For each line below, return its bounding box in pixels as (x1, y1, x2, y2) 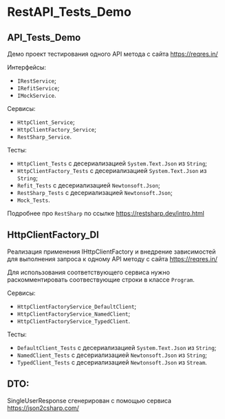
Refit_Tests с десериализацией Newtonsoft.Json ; (17, 181, 160, 190)
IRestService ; (17, 76, 56, 85)
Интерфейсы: (7, 63, 47, 71)
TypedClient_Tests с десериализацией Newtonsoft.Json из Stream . (17, 358, 208, 366)
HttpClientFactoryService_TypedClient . (17, 316, 131, 325)
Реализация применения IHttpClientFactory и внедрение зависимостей (7, 247, 216, 256)
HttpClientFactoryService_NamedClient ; (17, 309, 131, 318)
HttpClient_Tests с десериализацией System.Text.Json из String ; (17, 159, 208, 167)
